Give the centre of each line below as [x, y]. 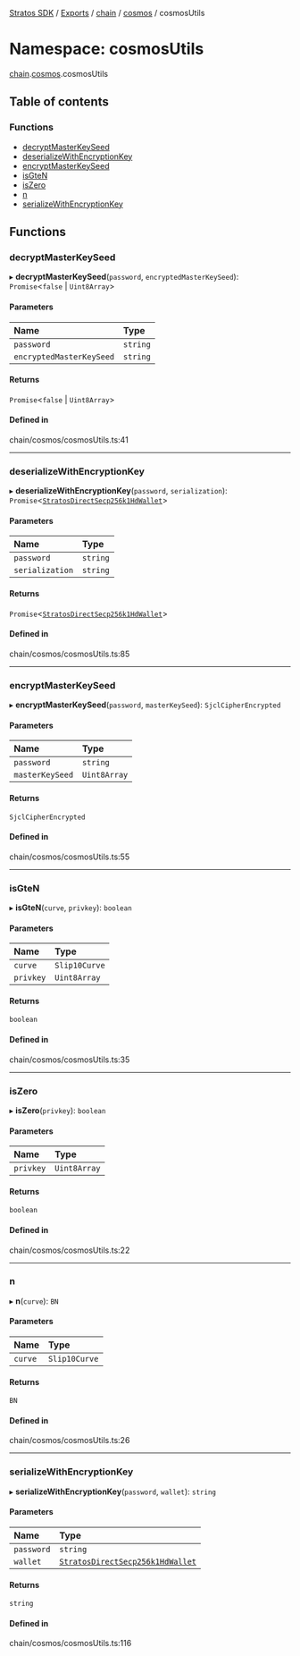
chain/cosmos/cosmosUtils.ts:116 [71, 1643]
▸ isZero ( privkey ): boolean [58, 1110]
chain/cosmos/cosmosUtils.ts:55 [70, 857]
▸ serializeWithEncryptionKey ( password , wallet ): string [113, 1491]
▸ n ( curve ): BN [34, 1301]
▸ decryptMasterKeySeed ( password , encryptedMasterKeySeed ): [124, 277]
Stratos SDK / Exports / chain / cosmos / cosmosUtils [107, 13]
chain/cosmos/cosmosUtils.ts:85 [70, 654]
